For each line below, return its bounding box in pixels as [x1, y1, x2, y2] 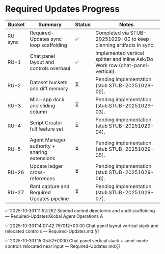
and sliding [29, 102, 55, 109]
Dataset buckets [29, 79, 68, 86]
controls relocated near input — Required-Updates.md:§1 [5, 243, 121, 249]
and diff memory [29, 85, 68, 92]
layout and [29, 59, 54, 66]
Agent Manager [29, 136, 66, 143]
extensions [29, 155, 55, 162]
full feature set [29, 125, 64, 132]
